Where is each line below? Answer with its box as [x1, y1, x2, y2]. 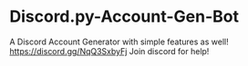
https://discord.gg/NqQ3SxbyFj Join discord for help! [9, 45, 210, 56]
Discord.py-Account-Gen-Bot [9, 6, 240, 27]
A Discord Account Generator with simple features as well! [9, 36, 230, 47]
